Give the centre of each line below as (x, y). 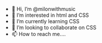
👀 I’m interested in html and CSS (50, 15)
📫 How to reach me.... (38, 34)
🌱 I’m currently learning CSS (45, 21)
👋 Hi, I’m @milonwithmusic (43, 9)
